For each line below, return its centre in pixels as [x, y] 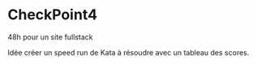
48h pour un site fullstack [51, 37]
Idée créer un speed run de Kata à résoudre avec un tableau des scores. [128, 52]
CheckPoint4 [53, 15]
